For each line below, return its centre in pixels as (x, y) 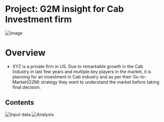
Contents (20, 103)
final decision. (26, 87)
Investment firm (39, 19)
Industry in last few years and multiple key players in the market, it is (82, 72)
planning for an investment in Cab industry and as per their (72, 76)
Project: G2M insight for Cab (65, 9)
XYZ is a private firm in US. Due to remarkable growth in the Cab (78, 66)
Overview (25, 53)
